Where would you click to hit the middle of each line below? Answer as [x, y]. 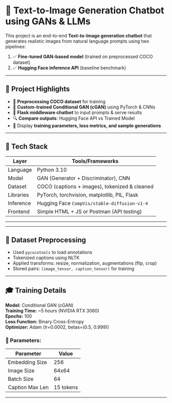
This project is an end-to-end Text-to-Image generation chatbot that [79, 35]
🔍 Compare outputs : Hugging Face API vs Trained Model [74, 118]
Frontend [19, 211]
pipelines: [16, 46]
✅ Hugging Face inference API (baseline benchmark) [69, 68]
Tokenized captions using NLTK [46, 258]
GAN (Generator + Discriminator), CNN [83, 178]
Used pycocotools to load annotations [52, 252]
